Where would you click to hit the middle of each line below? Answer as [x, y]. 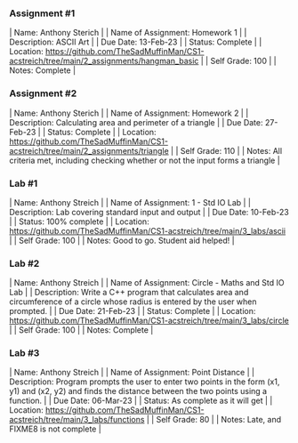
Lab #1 [24, 183]
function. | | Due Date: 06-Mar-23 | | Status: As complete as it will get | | [141, 401]
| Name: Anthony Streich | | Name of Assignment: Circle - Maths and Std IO [147, 283]
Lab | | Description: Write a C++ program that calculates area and [129, 293]
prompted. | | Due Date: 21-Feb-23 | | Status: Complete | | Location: [133, 311]
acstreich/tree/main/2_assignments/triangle [89, 150]
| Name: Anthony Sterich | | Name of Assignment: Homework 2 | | [129, 113]
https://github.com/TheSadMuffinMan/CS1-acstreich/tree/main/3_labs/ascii [148, 230]
